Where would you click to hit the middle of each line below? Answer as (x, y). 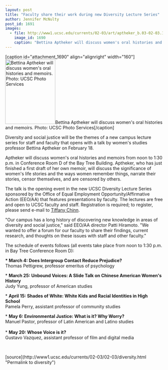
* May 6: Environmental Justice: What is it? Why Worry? (65, 316)
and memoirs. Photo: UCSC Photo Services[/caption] (60, 127)
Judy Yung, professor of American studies (49, 286)
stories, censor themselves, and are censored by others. (63, 179)
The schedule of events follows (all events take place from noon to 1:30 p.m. (84, 245)
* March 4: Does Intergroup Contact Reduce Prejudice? (64, 260)
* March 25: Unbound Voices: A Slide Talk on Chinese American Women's (83, 275)
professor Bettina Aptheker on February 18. (49, 148)
